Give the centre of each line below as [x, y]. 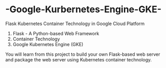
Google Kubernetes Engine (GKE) [48, 44]
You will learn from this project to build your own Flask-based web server [83, 54]
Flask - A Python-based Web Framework [56, 33]
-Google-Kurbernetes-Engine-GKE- [84, 9]
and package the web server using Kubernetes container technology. [79, 59]
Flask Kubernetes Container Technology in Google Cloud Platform [75, 24]
